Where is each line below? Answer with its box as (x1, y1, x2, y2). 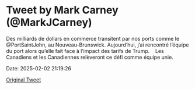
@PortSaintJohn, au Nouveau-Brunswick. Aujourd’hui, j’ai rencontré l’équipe (6, 41, 189, 48)
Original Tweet (6, 76, 41, 83)
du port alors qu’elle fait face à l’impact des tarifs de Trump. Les (6, 47, 165, 54)
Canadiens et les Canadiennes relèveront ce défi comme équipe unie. (6, 54, 173, 60)
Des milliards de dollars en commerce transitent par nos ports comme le (6, 35, 180, 42)
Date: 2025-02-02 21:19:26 (6, 65, 72, 72)
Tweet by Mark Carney (6, 3, 119, 17)
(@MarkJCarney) (6, 16, 92, 29)
